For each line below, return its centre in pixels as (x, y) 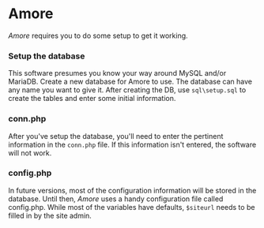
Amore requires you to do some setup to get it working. (98, 36)
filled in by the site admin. (50, 215)
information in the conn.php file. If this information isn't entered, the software (132, 144)
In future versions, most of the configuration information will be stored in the (132, 190)
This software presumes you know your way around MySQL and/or (117, 73)
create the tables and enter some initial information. (92, 99)
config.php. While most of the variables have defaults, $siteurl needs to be (132, 207)
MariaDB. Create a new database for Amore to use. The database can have (130, 82)
